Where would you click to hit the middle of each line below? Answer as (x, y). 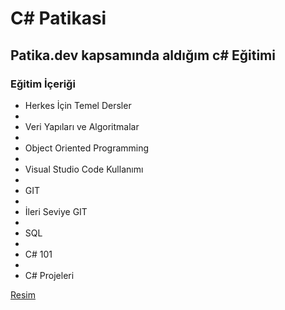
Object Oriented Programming (87, 148)
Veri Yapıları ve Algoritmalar (82, 126)
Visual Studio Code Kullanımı (84, 169)
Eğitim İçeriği (43, 84)
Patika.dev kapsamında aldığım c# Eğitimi (143, 55)
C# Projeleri (49, 275)
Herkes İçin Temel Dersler (78, 105)
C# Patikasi (58, 18)
